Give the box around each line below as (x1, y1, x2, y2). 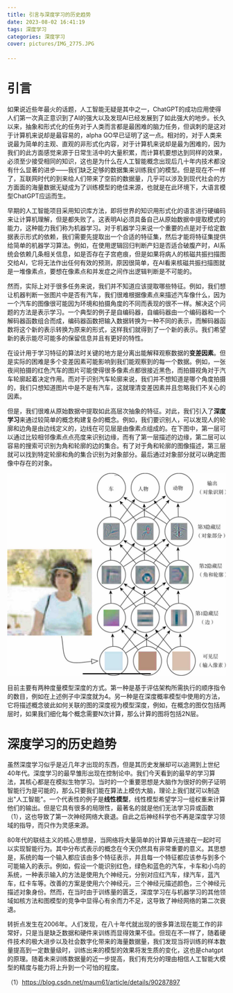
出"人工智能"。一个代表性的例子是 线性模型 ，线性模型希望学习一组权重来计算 (7, 795, 226, 804)
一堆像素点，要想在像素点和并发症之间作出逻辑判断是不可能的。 (12, 267, 196, 275)
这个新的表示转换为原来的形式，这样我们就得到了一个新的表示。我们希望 (19, 325, 226, 333)
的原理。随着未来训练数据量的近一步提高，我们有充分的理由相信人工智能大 (7, 955, 220, 963)
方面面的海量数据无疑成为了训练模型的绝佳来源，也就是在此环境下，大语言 (7, 183, 220, 191)
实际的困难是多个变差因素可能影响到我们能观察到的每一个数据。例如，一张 (12, 357, 226, 366)
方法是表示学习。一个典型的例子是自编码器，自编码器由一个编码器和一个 (19, 307, 226, 316)
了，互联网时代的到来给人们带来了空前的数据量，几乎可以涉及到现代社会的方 (7, 174, 226, 183)
